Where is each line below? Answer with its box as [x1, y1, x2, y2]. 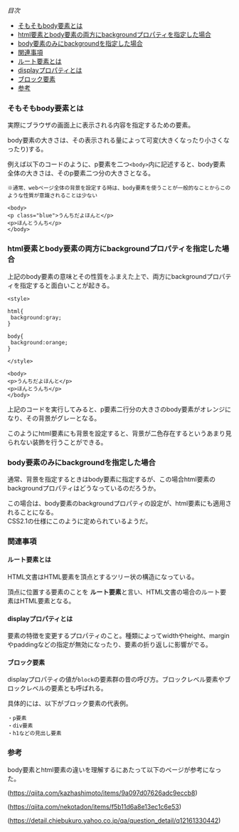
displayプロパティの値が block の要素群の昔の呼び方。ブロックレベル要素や [7, 675, 225, 684]
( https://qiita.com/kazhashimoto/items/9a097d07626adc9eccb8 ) [7, 789, 198, 797]
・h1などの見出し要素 [7, 730, 62, 737]
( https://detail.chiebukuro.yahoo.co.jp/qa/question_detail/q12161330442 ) [7, 816, 221, 825]
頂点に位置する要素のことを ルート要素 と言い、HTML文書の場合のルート [7, 587, 221, 597]
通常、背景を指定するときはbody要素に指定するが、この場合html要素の [7, 475, 216, 483]
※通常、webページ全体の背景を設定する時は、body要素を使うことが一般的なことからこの [7, 185, 231, 192]
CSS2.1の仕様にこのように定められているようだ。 [7, 516, 152, 525]
